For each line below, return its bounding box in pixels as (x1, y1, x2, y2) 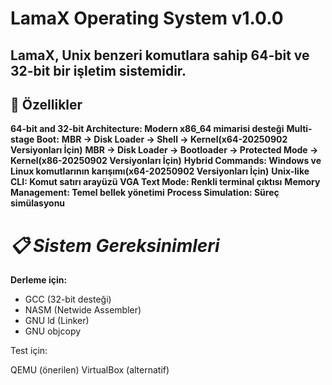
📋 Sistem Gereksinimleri (10, 234, 220, 257)
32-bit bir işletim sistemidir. (10, 62, 187, 79)
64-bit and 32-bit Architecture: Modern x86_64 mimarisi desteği (10, 123, 285, 135)
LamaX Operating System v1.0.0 (10, 7, 284, 30)
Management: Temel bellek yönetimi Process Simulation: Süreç (10, 187, 280, 199)
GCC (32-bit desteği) (24, 293, 112, 306)
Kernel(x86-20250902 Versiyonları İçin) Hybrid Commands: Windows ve (10, 155, 322, 167)
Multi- (286, 123, 313, 135)
